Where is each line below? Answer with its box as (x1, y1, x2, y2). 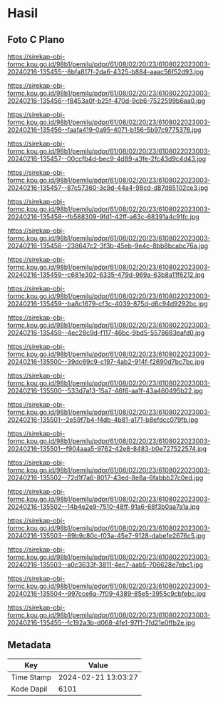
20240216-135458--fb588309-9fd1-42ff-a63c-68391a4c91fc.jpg (7, 213, 199, 221)
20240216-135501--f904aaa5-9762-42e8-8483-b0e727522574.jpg (7, 445, 207, 452)
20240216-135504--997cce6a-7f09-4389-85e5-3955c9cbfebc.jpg (7, 590, 207, 597)
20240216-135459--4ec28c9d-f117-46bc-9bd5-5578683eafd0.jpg (7, 328, 205, 337)
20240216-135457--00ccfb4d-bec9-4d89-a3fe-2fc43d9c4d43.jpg (7, 155, 207, 163)
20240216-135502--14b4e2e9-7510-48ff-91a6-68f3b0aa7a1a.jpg (7, 502, 200, 511)
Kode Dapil (11, 684, 48, 694)
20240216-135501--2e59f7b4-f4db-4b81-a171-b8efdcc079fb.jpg (7, 415, 199, 424)
